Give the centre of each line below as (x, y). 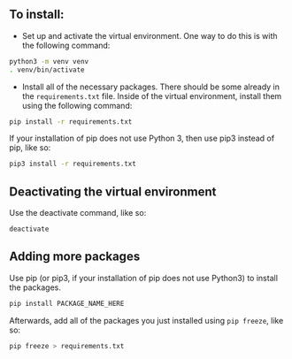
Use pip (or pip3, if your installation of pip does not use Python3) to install (144, 278)
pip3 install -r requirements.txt (73, 164)
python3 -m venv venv (49, 61)
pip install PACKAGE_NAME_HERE (67, 303)
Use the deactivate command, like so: (78, 213)
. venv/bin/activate (47, 70)
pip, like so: (30, 148)
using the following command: (77, 105)
